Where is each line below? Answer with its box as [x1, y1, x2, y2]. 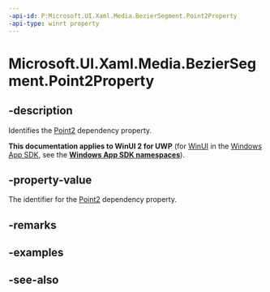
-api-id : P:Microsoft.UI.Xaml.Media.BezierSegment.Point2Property [8, 11, 238, 20]
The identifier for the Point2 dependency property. [8, 195, 177, 204]
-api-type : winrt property [8, 19, 100, 28]
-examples [8, 246, 64, 260]
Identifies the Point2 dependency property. [8, 125, 152, 135]
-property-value [8, 173, 92, 187]
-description [8, 104, 73, 118]
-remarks [8, 218, 57, 232]
